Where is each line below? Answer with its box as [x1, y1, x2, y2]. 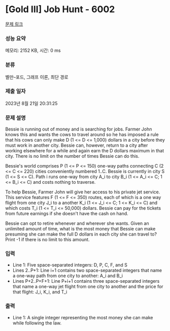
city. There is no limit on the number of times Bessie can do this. [5, 153, 140, 159]
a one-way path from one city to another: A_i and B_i [12, 273, 123, 279]
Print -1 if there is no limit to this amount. [5, 237, 90, 243]
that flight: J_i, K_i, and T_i [12, 289, 67, 295]
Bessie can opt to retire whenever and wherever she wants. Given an [5, 220, 149, 226]
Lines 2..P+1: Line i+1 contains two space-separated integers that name [12, 268, 162, 274]
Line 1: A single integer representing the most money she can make [12, 314, 153, 320]
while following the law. [12, 320, 62, 326]
